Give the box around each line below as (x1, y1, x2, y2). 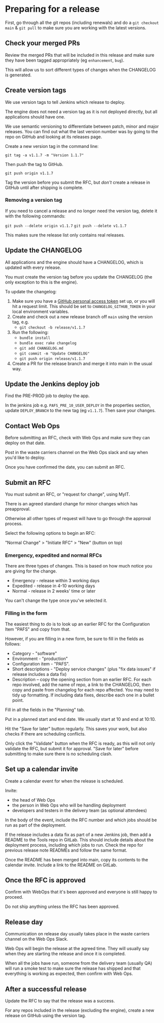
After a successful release (5, 985, 87, 993)
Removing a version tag (5, 197, 62, 204)
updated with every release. (5, 264, 61, 270)
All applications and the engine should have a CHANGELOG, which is (5, 259, 143, 265)
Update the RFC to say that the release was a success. (5, 998, 115, 1003)
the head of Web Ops (12, 797, 55, 803)
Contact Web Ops (5, 422, 60, 430)
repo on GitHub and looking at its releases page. (5, 134, 102, 140)
